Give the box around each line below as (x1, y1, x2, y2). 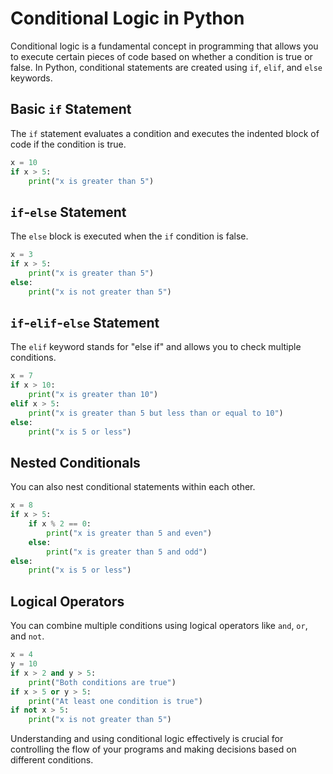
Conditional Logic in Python (10, 7, 245, 30)
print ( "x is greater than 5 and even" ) (46, 528, 213, 538)
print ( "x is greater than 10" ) (28, 390, 159, 400)
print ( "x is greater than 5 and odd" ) (46, 547, 208, 557)
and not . (10, 630, 45, 642)
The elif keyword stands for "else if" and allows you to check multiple (10, 341, 302, 353)
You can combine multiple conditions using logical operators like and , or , (10, 620, 308, 632)
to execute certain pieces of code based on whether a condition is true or (10, 50, 313, 62)
